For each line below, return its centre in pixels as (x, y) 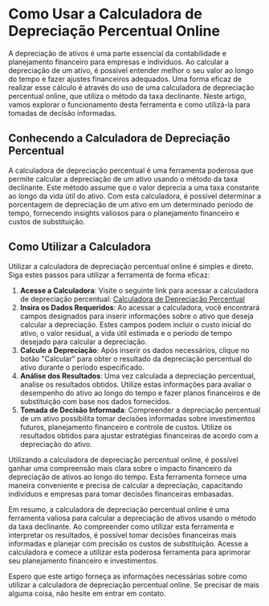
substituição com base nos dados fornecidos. (96, 401)
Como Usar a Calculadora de (105, 14)
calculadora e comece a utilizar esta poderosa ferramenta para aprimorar (130, 552)
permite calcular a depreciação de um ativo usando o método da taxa (123, 178)
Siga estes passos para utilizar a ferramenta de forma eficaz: (109, 275)
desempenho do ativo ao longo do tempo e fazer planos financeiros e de (140, 393)
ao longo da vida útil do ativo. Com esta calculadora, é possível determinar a (135, 196)
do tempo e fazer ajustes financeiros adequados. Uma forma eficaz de (125, 79)
